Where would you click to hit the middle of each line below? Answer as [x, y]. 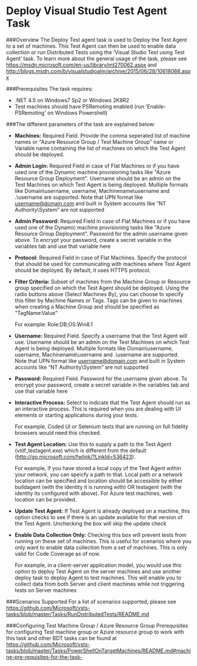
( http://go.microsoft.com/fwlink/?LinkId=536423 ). [75, 457]
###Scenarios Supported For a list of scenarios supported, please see [91, 601]
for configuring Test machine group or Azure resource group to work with [95, 632]
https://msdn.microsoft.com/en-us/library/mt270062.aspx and [81, 65]
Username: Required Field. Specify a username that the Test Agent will [101, 336]
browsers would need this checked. [58, 432]
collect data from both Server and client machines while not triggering [99, 584]
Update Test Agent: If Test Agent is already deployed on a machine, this [102, 511]
